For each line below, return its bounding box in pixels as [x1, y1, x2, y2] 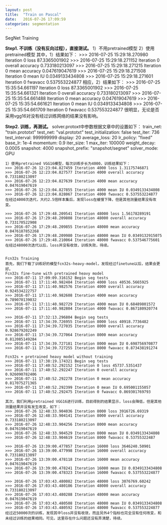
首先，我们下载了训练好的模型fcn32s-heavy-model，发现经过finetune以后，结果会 [5, 261, 156, 267]
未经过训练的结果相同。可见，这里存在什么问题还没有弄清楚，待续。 [5, 516, 124, 521]
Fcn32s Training [5, 256, 39, 261]
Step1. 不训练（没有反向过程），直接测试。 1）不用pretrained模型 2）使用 [5, 46, 155, 52]
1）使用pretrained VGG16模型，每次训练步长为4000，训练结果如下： [5, 161, 131, 166]
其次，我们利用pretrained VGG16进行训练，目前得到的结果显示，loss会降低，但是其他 [5, 399, 161, 404]
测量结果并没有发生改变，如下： [5, 404, 61, 410]
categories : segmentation [5, 21, 59, 27]
